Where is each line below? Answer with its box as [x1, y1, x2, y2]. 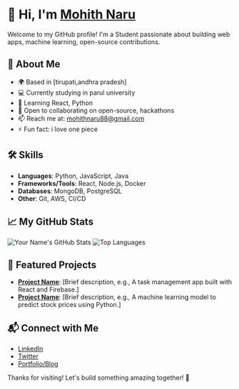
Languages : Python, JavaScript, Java [17, 171, 129, 180]
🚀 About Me [7, 58, 61, 71]
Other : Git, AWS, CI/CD [17, 194, 86, 202]
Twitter [17, 352, 39, 361]
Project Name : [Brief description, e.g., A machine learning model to [17, 293, 216, 301]
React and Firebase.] [17, 285, 80, 294]
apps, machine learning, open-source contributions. [7, 37, 161, 46]
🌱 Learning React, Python [17, 98, 93, 107]
